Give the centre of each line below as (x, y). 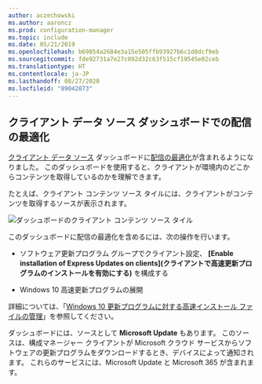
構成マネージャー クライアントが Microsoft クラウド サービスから (133, 343)
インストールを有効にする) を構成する (107, 273)
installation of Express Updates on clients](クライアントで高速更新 (129, 263)
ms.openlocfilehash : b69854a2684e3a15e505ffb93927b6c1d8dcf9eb (114, 52)
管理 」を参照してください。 (73, 316)
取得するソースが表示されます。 (80, 203)
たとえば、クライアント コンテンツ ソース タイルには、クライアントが (120, 194)
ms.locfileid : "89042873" (50, 88)
